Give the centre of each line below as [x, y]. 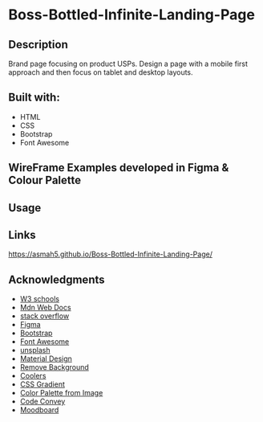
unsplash [35, 350]
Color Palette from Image [61, 393]
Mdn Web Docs [45, 308]
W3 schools [40, 299]
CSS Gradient [42, 384]
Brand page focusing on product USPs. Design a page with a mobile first [128, 64]
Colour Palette [45, 180]
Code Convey [42, 402]
